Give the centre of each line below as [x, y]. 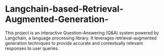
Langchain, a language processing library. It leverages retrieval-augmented [81, 38]
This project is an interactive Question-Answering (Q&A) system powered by [82, 33]
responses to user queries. [32, 48]
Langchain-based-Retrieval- [64, 9]
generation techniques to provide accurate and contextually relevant [74, 43]
